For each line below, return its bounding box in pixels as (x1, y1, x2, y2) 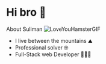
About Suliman (6, 25, 43, 33)
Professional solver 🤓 (14, 43, 69, 51)
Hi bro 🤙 (6, 5, 46, 19)
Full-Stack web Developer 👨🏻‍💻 (14, 51, 92, 58)
